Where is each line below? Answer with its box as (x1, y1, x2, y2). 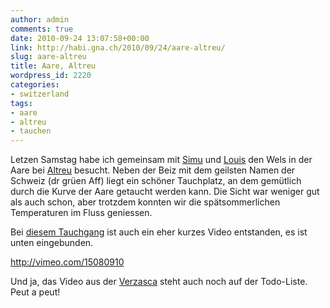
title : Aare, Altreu (10, 61, 97, 71)
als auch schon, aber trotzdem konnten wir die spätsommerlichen (10, 196, 281, 208)
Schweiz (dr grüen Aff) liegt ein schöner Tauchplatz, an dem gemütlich (10, 175, 302, 187)
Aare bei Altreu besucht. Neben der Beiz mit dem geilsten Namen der (10, 164, 296, 176)
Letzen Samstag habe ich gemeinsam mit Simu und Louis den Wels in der (10, 154, 313, 166)
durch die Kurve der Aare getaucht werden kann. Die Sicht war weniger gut (10, 186, 320, 198)
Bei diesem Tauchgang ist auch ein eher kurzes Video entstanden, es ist (10, 226, 308, 238)
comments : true (10, 24, 74, 34)
